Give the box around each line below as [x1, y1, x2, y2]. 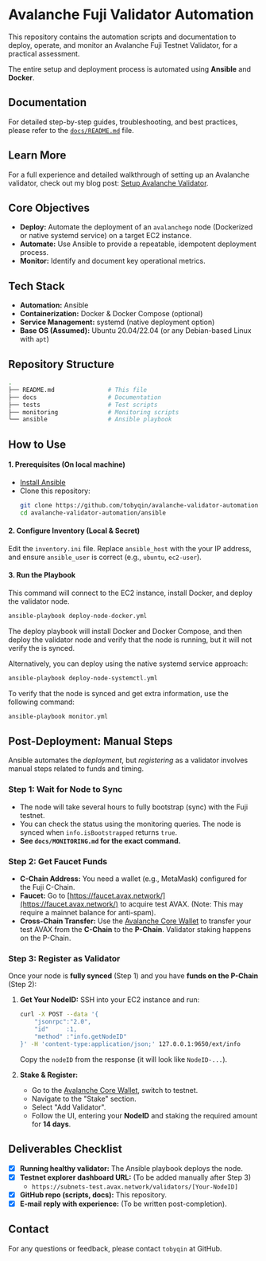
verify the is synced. [8, 643, 75, 652]
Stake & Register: [19, 1070, 79, 1079]
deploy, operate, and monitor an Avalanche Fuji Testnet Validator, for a [8, 40, 238, 49]
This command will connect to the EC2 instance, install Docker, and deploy [8, 588, 253, 597]
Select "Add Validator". [31, 1102, 106, 1112]
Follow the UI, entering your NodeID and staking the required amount [31, 1110, 258, 1120]
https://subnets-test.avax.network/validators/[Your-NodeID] [31, 1183, 238, 1191]
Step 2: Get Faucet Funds [8, 856, 108, 867]
